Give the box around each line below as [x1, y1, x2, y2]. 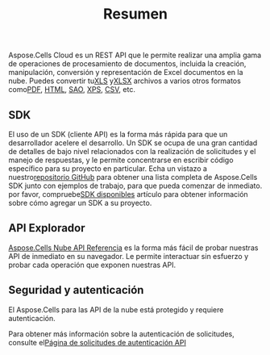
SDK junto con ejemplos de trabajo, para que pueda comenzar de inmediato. [8, 181, 263, 190]
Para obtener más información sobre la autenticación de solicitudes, [8, 328, 235, 339]
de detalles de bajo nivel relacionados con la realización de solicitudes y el [8, 147, 256, 156]
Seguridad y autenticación [8, 283, 144, 297]
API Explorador [8, 221, 86, 235]
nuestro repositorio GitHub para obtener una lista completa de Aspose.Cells [8, 173, 258, 182]
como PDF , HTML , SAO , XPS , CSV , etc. [8, 85, 135, 94]
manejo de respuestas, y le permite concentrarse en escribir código [8, 155, 234, 165]
